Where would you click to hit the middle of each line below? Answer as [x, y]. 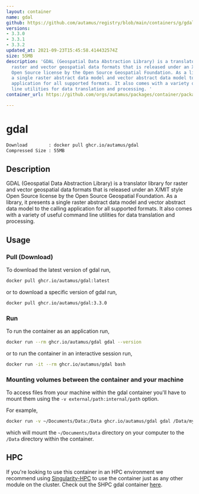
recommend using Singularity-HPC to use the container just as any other [95, 478]
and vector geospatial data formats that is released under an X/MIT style [95, 190]
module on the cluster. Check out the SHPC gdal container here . [84, 484]
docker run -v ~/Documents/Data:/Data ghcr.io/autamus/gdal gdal [88, 421]
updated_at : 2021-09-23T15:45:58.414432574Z [62, 51]
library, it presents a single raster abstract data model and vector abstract [96, 202]
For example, [22, 410]
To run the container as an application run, [58, 331]
